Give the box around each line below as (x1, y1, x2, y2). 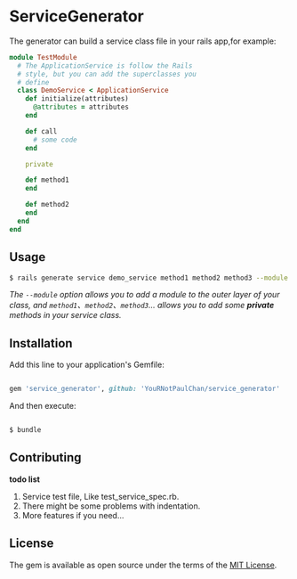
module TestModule (9, 53, 77, 61)
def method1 (25, 175, 69, 184)
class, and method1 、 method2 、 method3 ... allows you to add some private (9, 300, 275, 311)
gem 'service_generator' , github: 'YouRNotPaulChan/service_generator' (9, 385, 280, 394)
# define (17, 77, 50, 86)
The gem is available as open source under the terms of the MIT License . (9, 559, 277, 570)
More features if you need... (21, 510, 124, 520)
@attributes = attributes (32, 102, 129, 112)
